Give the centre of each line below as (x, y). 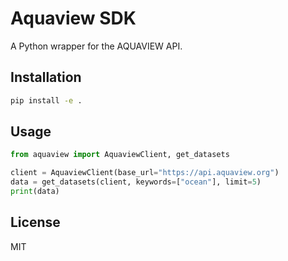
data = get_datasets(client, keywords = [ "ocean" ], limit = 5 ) (136, 182)
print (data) (35, 192)
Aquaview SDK (73, 18)
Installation (46, 77)
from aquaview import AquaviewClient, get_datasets (120, 155)
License (35, 222)
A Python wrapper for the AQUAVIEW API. (96, 46)
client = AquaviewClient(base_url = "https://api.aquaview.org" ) (145, 173)
